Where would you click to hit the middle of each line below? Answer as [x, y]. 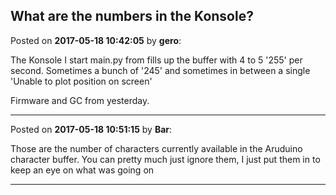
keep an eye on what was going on [82, 170]
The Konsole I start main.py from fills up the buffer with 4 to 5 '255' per [156, 60]
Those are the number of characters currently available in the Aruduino [156, 148]
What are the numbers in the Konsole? [132, 16]
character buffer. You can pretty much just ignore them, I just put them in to [165, 159]
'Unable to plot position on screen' [81, 81]
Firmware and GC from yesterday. [80, 100]
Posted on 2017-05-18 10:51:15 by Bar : [91, 129]
